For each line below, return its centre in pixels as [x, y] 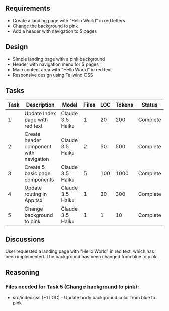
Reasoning [22, 273]
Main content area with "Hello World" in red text [62, 69]
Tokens [124, 105]
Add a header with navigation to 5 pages [55, 31]
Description [40, 105]
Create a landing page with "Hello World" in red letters [69, 20]
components [39, 180]
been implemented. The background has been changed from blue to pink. [82, 257]
